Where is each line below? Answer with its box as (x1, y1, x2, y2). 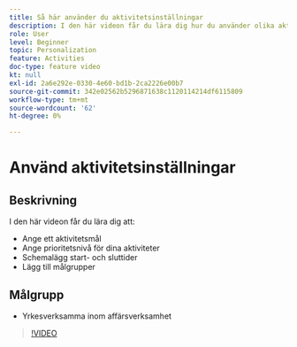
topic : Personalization (9, 46, 97, 55)
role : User (9, 29, 49, 38)
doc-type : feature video (9, 63, 101, 72)
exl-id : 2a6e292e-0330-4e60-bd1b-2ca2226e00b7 (9, 79, 184, 88)
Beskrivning (9, 192, 78, 208)
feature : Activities (9, 54, 86, 63)
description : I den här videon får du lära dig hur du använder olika (9, 21, 275, 30)
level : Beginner (9, 37, 69, 47)
